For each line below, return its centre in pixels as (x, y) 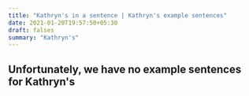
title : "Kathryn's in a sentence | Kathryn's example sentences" (117, 15)
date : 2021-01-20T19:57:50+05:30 (63, 23)
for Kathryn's (42, 81)
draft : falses (32, 30)
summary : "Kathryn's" (44, 37)
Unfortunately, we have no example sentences (125, 69)
